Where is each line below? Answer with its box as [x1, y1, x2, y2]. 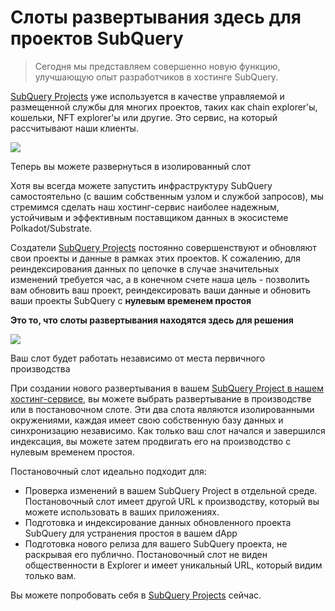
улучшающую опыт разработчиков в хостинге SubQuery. [34, 71, 279, 83]
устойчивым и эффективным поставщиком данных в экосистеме [10, 211, 289, 223]
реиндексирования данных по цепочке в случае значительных [10, 262, 280, 275]
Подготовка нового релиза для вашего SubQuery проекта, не [24, 537, 288, 550]
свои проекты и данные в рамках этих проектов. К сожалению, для [10, 252, 301, 264]
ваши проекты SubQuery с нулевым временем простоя [10, 294, 252, 306]
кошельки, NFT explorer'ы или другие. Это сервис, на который [10, 111, 278, 123]
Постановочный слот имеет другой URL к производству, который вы [24, 495, 320, 507]
